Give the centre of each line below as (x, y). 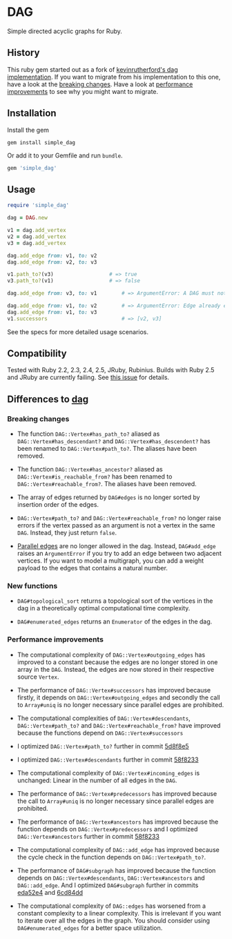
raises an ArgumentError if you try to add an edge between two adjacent (119, 554)
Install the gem (28, 130)
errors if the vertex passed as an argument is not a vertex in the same (116, 525)
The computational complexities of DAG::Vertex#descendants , (104, 718)
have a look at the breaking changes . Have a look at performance (100, 84)
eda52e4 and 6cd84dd (50, 892)
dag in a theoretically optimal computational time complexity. (104, 608)
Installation (32, 114)
